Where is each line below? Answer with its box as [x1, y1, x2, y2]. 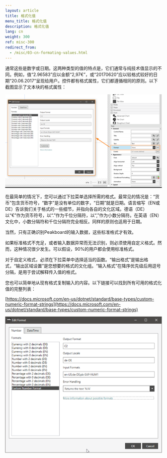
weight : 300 [5, 34, 30, 39]
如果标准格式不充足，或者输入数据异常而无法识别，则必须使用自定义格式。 [5, 240, 158, 246]
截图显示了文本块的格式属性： [5, 84, 66, 90]
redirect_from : [5, 45, 37, 50]
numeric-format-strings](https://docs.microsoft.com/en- [5, 301, 121, 307]
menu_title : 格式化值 [5, 18, 47, 23]
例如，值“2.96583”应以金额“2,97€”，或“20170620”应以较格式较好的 [13, 71, 154, 77]
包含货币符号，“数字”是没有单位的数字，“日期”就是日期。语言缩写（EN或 [11, 200, 160, 206]
